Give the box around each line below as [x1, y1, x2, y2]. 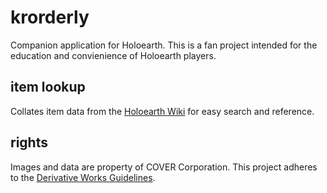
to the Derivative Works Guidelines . [10, 171, 156, 183]
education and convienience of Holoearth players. [10, 49, 217, 61]
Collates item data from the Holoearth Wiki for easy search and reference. [10, 105, 315, 117]
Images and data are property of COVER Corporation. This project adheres [10, 161, 318, 173]
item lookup [10, 79, 86, 96]
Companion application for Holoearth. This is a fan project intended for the [10, 39, 318, 51]
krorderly [10, 6, 90, 29]
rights [10, 134, 48, 151]
